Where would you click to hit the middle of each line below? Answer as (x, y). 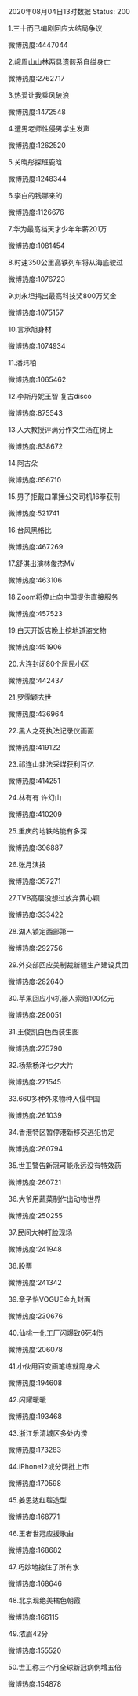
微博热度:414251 (34, 781)
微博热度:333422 (36, 915)
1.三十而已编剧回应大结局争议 (55, 28)
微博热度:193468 (35, 1416)
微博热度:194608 (35, 1383)
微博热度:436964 (36, 714)
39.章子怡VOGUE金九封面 (50, 1299)
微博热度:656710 (35, 480)
